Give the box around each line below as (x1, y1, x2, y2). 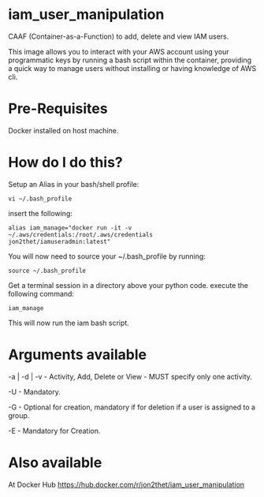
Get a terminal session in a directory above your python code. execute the (8, 280, 248, 290)
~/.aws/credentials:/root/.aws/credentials (8, 230, 154, 238)
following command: (8, 289, 75, 298)
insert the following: (8, 208, 73, 218)
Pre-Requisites (8, 100, 108, 118)
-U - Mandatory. (8, 387, 61, 396)
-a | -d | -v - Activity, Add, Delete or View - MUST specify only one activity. (8, 372, 252, 381)
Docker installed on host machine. (8, 125, 119, 135)
